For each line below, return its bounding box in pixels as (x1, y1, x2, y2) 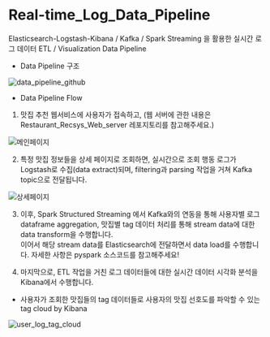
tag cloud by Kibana (19, 303, 88, 313)
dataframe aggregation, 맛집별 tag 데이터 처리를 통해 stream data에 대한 (19, 219, 255, 229)
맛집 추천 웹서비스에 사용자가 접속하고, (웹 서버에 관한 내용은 (19, 110, 212, 119)
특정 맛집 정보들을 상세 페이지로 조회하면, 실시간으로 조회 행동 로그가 (19, 154, 237, 164)
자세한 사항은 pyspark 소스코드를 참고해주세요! (31, 249, 180, 259)
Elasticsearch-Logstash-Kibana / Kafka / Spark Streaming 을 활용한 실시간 (8, 33, 254, 43)
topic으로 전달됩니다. (19, 175, 88, 184)
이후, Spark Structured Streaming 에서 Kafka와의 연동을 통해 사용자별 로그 (19, 209, 260, 218)
